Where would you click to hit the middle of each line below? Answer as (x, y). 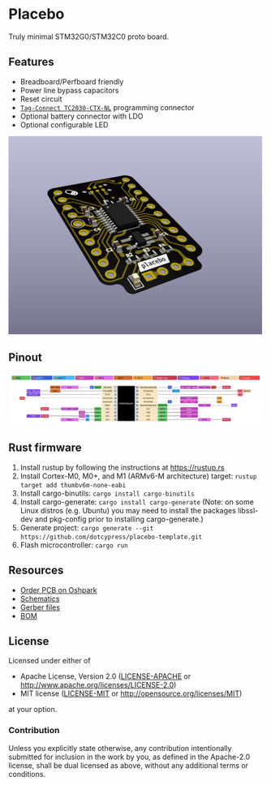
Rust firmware (45, 448)
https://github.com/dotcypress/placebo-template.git (111, 537)
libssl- (248, 510)
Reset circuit (41, 99)
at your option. (33, 710)
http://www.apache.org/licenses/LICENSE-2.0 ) (98, 685)
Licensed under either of (49, 661)
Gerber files (40, 607)
